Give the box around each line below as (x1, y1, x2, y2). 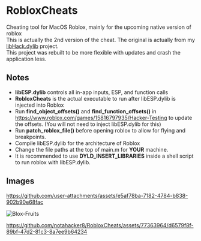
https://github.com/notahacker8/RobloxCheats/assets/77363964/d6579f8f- (6, 221, 194, 228)
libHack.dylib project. (6, 43, 59, 50)
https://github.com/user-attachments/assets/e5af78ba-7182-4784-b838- (6, 192, 188, 199)
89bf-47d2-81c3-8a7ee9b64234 (6, 228, 88, 235)
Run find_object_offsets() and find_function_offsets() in (14, 107, 157, 115)
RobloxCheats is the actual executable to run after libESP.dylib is (14, 95, 176, 102)
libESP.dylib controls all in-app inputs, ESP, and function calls (14, 88, 169, 96)
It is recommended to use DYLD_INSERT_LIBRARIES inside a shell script (14, 152, 194, 159)
